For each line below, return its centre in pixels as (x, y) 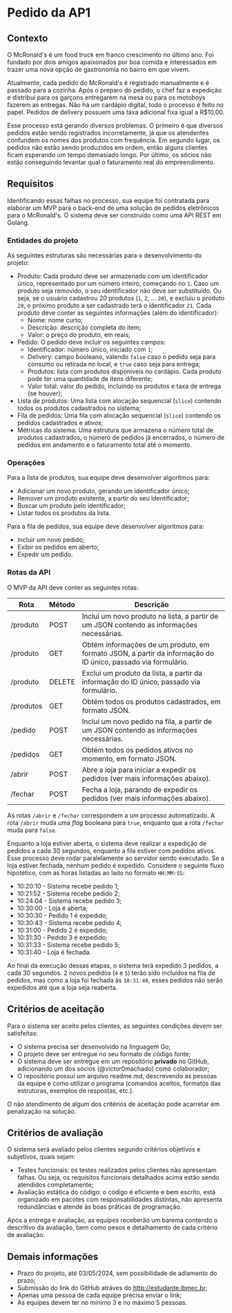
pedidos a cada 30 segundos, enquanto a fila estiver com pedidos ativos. (112, 850)
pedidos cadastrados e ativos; (60, 423)
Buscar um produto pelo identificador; (71, 506)
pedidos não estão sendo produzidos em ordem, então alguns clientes (107, 147)
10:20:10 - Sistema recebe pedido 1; (68, 886)
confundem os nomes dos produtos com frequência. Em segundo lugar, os (114, 140)
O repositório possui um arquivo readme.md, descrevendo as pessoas (117, 1076)
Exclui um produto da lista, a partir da (142, 673)
